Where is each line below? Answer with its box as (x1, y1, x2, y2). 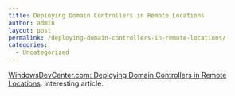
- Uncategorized (15, 48, 69, 56)
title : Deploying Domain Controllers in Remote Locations (8, 11, 205, 20)
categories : (8, 41, 48, 49)
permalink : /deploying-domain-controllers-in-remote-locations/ (8, 33, 226, 42)
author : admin (8, 19, 56, 27)
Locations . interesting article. (8, 79, 104, 88)
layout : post (8, 26, 52, 34)
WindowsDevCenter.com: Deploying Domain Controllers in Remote (8, 71, 227, 79)
